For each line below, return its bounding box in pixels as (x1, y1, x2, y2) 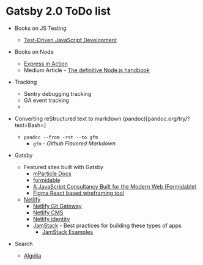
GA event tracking (23, 96, 70, 104)
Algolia (23, 252, 42, 259)
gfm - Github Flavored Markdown (32, 139, 116, 147)
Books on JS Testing (14, 24, 67, 32)
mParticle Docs (32, 170, 72, 177)
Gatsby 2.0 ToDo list (6, 4, 111, 18)
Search (14, 240, 33, 247)
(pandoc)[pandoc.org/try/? (122, 115, 190, 122)
